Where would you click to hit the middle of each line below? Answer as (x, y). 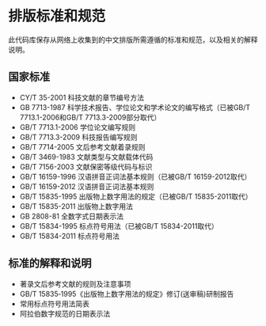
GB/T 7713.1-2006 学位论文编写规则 (78, 127)
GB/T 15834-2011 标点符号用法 (70, 236)
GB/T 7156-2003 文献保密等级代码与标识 (86, 166)
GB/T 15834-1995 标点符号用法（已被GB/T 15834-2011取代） (119, 226)
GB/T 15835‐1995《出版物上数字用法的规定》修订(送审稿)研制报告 (127, 294)
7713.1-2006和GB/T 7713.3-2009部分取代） (90, 117)
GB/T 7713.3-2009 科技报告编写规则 (78, 137)
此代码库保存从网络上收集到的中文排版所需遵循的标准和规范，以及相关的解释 (133, 40)
